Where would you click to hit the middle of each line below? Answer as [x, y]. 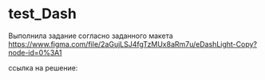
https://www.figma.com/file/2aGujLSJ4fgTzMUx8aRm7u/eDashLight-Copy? [133, 44]
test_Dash [43, 14]
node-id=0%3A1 [35, 52]
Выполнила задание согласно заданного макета [91, 36]
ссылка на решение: [43, 67]
